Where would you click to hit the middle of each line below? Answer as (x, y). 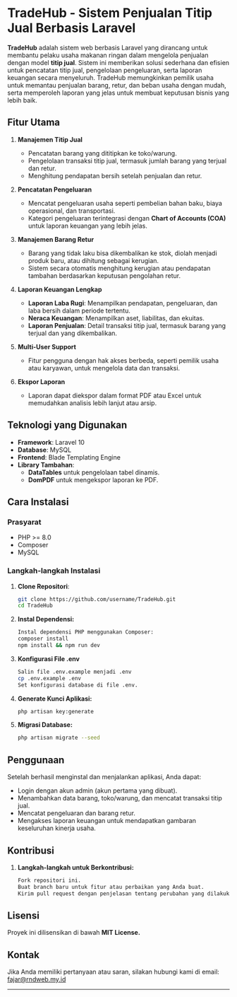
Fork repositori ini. (49, 880)
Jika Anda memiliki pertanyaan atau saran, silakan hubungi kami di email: (114, 972)
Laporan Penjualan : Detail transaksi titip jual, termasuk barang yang (127, 325)
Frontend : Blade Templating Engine (69, 457)
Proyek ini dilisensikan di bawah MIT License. (74, 933)
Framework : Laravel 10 (51, 442)
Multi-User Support (47, 346)
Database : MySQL (44, 450)
